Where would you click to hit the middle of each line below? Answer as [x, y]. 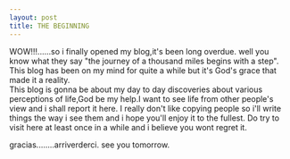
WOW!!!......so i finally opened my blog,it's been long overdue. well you [139, 51]
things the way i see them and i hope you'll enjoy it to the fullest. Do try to [144, 118]
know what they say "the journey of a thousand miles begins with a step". [144, 61]
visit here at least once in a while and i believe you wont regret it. [128, 127]
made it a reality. [40, 79]
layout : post [33, 17]
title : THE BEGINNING [50, 26]
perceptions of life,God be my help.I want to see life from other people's [141, 98]
